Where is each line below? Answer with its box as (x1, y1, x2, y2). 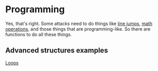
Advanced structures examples (5, 46, 108, 55)
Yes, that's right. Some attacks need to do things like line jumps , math (5, 20, 153, 27)
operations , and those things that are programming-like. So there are (5, 26, 151, 32)
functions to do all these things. (5, 31, 72, 37)
